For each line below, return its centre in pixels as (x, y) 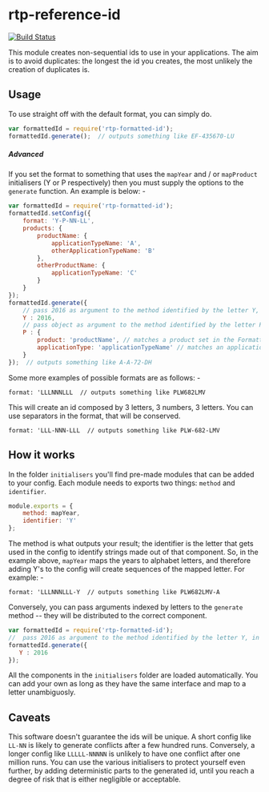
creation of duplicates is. (49, 69)
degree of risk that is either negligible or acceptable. (95, 779)
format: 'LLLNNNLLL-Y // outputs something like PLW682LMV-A (114, 593)
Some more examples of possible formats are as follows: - (104, 377)
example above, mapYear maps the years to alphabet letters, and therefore (129, 561)
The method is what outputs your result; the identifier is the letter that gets (131, 544)
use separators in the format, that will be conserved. (94, 416)
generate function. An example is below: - (77, 191)
